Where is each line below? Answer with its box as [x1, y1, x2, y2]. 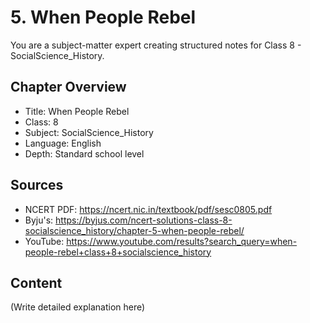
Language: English [24, 137, 102, 149]
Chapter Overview [10, 79, 127, 96]
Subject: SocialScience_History [24, 126, 154, 138]
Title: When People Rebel [24, 105, 130, 117]
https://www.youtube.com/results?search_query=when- [66, 235, 298, 247]
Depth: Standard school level [24, 147, 145, 160]
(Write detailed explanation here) [10, 301, 146, 313]
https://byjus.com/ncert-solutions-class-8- [55, 214, 233, 226]
